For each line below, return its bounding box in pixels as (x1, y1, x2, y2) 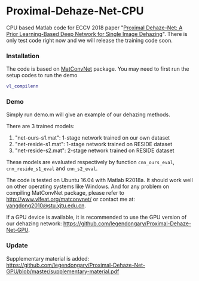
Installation (6, 52, 40, 60)
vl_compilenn (6, 83, 39, 89)
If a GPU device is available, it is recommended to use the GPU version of (6, 214, 187, 221)
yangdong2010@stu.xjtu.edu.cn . (6, 202, 87, 209)
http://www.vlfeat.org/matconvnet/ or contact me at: (6, 196, 136, 203)
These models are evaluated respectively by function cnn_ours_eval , (6, 159, 175, 166)
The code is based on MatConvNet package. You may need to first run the (6, 65, 189, 72)
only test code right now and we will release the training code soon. (6, 37, 173, 44)
